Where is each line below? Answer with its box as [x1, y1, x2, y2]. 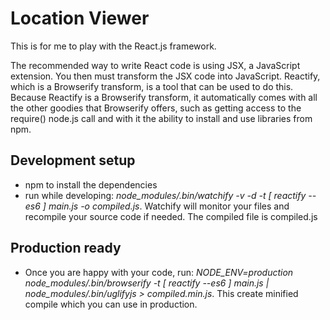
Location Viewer [10, 7, 150, 30]
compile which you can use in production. [24, 298, 198, 310]
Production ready [10, 240, 122, 257]
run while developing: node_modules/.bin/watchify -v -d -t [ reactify [24, 189, 307, 201]
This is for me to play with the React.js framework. [10, 40, 217, 52]
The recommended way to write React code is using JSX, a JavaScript [10, 59, 301, 71]
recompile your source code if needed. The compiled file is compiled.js [24, 210, 318, 222]
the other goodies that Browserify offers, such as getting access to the [10, 102, 302, 114]
